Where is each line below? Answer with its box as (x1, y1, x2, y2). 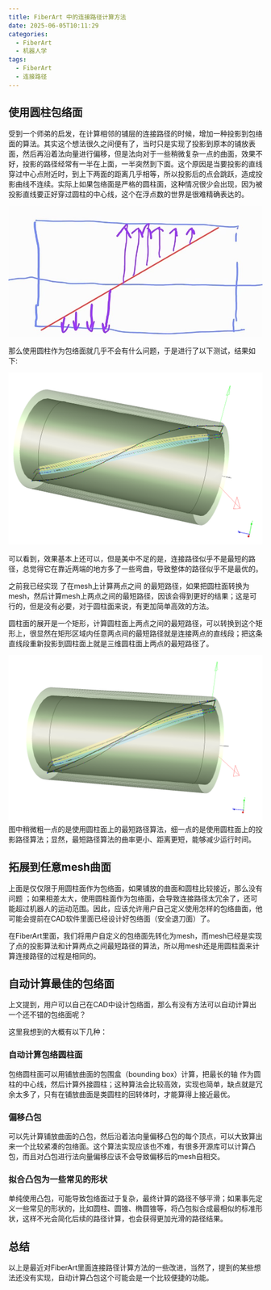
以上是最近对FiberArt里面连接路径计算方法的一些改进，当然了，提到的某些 (8, 1263, 254, 1272)
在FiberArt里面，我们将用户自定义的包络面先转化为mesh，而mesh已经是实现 (8, 931, 263, 940)
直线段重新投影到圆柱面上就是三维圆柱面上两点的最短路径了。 (8, 639, 214, 649)
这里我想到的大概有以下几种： (8, 1027, 107, 1037)
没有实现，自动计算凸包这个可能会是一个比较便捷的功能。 (22, 1273, 214, 1283)
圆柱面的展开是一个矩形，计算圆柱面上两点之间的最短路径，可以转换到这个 (8, 619, 256, 628)
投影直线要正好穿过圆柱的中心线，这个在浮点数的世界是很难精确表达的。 (8, 189, 248, 199)
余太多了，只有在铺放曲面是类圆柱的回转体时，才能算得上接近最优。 (8, 1089, 235, 1099)
